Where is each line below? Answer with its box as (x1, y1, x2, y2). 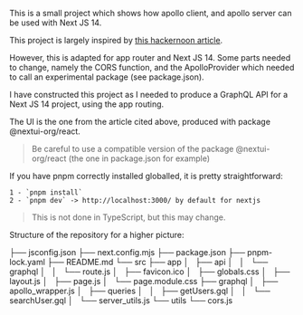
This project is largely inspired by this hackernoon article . (9, 35, 223, 45)
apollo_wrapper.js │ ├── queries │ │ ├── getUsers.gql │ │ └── (9, 285, 271, 296)
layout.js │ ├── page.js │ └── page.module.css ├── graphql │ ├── (9, 276, 279, 286)
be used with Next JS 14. (9, 17, 102, 28)
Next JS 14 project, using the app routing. (9, 99, 165, 110)
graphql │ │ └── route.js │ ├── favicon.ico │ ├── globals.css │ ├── (9, 266, 290, 277)
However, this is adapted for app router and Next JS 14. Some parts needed (9, 52, 291, 62)
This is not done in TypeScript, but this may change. (31, 212, 226, 223)
